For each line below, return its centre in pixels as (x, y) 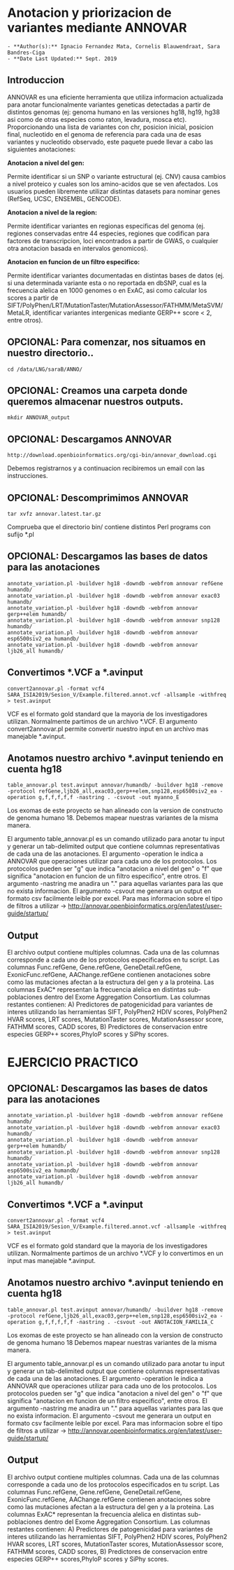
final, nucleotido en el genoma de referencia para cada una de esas (104, 134)
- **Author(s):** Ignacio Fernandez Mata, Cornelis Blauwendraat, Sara (114, 46)
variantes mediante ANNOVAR (97, 28)
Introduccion (36, 80)
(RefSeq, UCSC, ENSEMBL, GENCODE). (64, 198)
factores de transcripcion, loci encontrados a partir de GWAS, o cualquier (113, 240)
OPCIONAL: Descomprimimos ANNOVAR (98, 498)
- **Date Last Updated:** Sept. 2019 (62, 59)
